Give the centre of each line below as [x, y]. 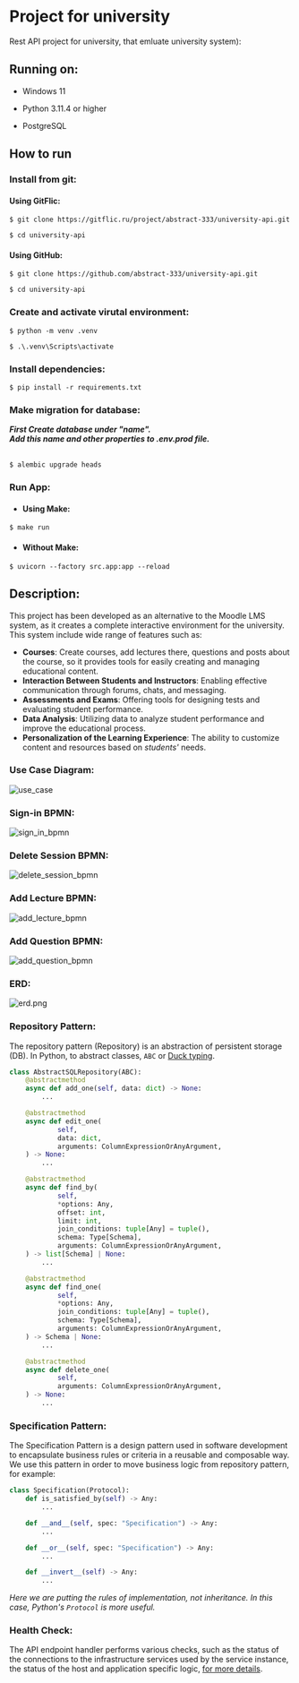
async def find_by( [62, 1188]
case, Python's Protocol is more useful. [82, 1607]
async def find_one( [64, 1287]
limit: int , [79, 1221]
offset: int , [81, 1212]
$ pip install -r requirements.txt [76, 388]
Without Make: [50, 547]
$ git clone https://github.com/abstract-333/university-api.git [133, 274]
